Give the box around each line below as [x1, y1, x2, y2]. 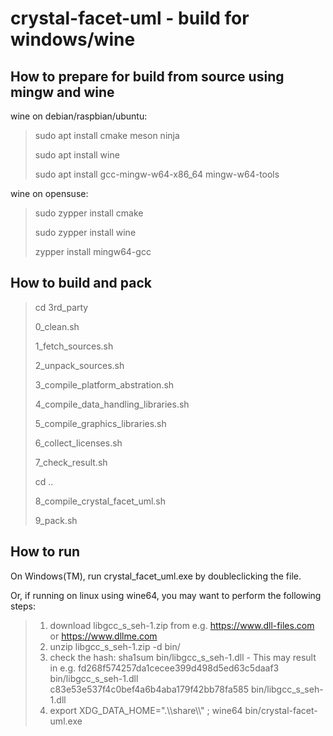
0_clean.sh [34, 320, 80, 332]
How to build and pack [10, 275, 152, 292]
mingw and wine [10, 83, 115, 101]
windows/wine [10, 28, 136, 51]
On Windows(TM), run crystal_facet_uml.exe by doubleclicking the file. [10, 570, 302, 582]
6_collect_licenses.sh [34, 437, 123, 449]
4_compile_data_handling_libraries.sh [34, 398, 190, 410]
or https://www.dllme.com [49, 630, 158, 642]
